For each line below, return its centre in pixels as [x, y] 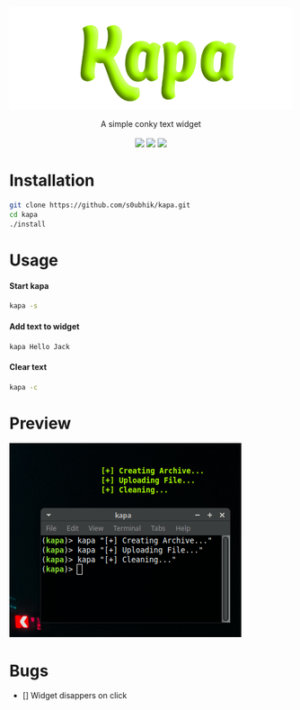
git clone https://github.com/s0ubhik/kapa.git [100, 205]
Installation [52, 180]
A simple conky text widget [151, 123]
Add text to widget [44, 326]
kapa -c [24, 387]
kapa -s [24, 306]
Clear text [28, 367]
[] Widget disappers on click [75, 696]
